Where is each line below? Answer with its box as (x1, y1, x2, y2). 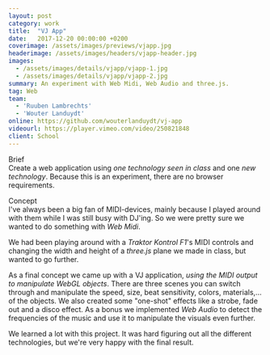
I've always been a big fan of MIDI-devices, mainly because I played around (8, 204, 261, 214)
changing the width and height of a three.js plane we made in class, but (8, 246, 247, 256)
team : (8, 95, 27, 103)
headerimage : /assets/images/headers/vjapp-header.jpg (8, 49, 197, 57)
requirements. (8, 180, 55, 190)
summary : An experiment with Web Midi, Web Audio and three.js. (8, 79, 230, 87)
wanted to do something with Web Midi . (8, 222, 141, 231)
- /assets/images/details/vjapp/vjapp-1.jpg (15, 65, 168, 73)
